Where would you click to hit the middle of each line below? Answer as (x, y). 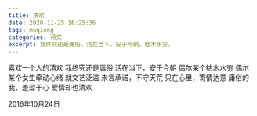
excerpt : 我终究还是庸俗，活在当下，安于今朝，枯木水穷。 (91, 45)
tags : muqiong (31, 30)
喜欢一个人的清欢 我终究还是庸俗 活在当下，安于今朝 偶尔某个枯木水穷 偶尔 (128, 68)
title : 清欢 (26, 15)
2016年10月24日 (34, 104)
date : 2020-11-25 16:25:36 (52, 23)
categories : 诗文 (35, 37)
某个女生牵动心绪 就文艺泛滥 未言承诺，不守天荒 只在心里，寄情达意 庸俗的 (128, 78)
